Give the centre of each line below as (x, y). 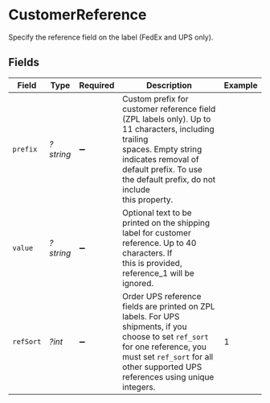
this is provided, (152, 263)
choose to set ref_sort (165, 336)
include (136, 189)
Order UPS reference (162, 296)
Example (241, 85)
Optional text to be (157, 213)
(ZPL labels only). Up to (166, 118)
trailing (135, 139)
